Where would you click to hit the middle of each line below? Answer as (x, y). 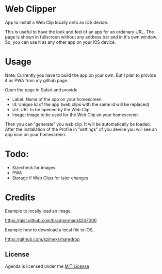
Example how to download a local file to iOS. (49, 230)
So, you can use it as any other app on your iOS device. (60, 42)
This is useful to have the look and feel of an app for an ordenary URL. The (80, 32)
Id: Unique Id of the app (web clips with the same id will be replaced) (81, 104)
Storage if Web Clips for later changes (50, 178)
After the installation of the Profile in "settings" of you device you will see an (81, 129)
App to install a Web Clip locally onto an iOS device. (57, 22)
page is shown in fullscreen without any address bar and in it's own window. (81, 37)
